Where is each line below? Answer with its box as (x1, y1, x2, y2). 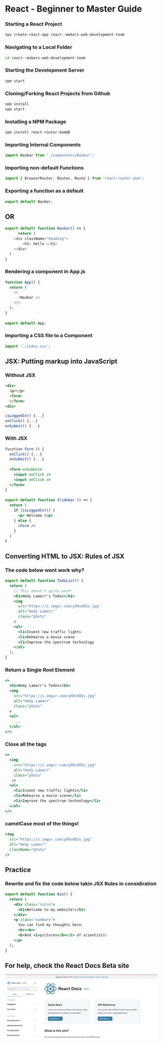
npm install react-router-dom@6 (5, 130, 70, 135)
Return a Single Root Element (5, 666, 75, 673)
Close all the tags (5, 741, 47, 748)
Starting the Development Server (5, 67, 85, 74)
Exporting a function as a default (5, 188, 84, 195)
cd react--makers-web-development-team (5, 55, 86, 60)
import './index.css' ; (5, 343, 51, 349)
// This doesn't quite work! (14, 588, 73, 593)
